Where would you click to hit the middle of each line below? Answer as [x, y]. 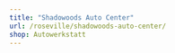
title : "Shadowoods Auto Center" [72, 18]
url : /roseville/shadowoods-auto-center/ [88, 26]
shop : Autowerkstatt [48, 34]
